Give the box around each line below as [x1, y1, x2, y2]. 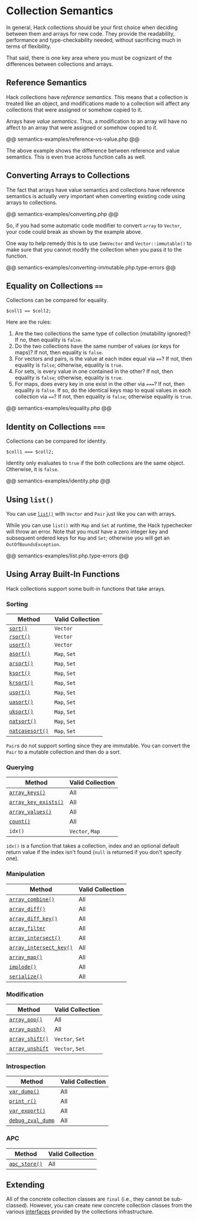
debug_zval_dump [9, 1117, 55, 1124]
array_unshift [9, 1045, 49, 1052]
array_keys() [9, 789, 46, 796]
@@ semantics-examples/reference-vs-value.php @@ [6, 135, 140, 142]
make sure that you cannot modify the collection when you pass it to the [6, 246, 182, 253]
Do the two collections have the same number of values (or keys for [14, 342, 180, 350]
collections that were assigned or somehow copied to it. [6, 106, 143, 113]
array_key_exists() [9, 799, 64, 805]
